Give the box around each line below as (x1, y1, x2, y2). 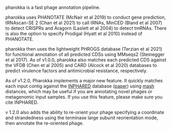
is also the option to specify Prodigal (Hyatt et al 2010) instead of (5, 31, 143, 36)
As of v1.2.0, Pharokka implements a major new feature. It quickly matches (5, 78, 163, 83)
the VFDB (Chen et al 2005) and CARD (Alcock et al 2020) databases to (5, 62, 157, 68)
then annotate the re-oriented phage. (5, 120, 84, 126)
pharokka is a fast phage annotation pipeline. (5, 5, 101, 10)
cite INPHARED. (5, 99, 39, 105)
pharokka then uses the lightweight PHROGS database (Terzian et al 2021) (5, 46, 163, 52)
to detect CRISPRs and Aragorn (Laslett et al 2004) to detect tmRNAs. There (5, 25, 167, 31)
